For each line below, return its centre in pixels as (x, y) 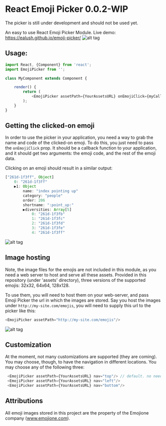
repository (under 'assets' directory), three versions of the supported (75, 280)
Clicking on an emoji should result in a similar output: (59, 168)
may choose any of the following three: (45, 367)
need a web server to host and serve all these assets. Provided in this (76, 275)
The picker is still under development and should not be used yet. (72, 23)
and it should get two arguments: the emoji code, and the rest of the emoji (81, 153)
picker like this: (21, 311)
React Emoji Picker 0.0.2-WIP (67, 9)
